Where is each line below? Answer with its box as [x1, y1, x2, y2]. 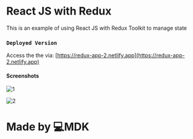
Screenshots [6, 72, 39, 80]
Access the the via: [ [6, 52, 57, 59]
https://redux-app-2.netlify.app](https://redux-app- [57, 52, 185, 59]
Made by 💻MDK [6, 120, 90, 134]
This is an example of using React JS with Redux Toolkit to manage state [6, 24, 188, 32]
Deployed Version [6, 39, 57, 46]
